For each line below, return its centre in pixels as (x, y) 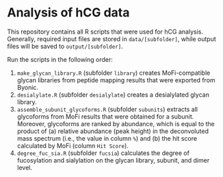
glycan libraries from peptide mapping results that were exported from (116, 80)
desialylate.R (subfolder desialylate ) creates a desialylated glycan (113, 95)
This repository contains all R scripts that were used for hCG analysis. (105, 32)
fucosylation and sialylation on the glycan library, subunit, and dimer (113, 160)
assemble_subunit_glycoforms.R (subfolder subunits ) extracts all (107, 109)
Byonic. (28, 87)
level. (25, 167)
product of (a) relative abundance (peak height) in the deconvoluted (113, 131)
